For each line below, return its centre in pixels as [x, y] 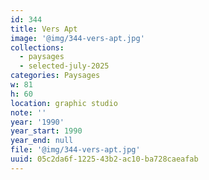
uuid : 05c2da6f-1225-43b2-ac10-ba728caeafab [104, 159]
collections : [37, 47]
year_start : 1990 [46, 131]
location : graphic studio [64, 103]
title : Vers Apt [44, 29]
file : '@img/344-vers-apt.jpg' [75, 150]
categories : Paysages [55, 76]
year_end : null [42, 141]
